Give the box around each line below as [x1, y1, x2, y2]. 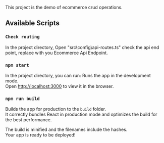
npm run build [5, 96, 40, 102]
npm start [5, 62, 29, 68]
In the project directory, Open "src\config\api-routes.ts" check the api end [5, 44, 159, 50]
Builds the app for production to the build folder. [5, 106, 106, 112]
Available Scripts [5, 19, 60, 27]
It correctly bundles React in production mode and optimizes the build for [5, 111, 157, 118]
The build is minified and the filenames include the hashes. [5, 126, 128, 133]
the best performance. [5, 117, 52, 123]
